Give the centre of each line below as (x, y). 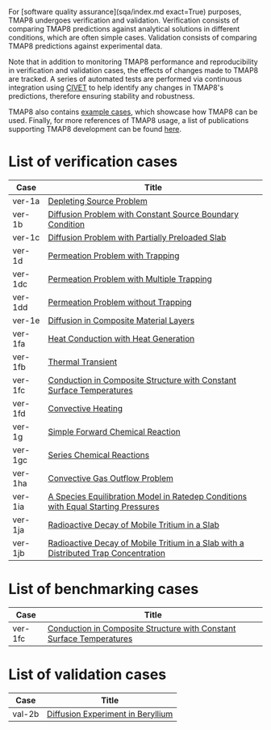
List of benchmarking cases (104, 589)
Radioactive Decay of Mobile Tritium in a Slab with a (146, 543)
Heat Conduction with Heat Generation (121, 338)
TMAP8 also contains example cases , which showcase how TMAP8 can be (133, 112)
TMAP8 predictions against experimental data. (85, 46)
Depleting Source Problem (98, 201)
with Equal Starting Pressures (104, 507)
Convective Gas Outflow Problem (110, 478)
